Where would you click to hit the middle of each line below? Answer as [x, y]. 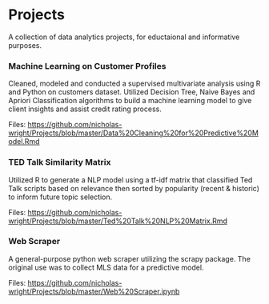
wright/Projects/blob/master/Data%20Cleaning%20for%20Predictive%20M [133, 133]
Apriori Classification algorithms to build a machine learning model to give [130, 101]
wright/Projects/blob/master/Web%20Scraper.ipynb [94, 291]
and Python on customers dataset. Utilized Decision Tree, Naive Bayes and [132, 92]
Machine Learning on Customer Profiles [87, 66]
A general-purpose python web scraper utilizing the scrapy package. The [129, 258]
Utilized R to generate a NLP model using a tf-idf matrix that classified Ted [130, 180]
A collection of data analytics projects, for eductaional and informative [124, 37]
